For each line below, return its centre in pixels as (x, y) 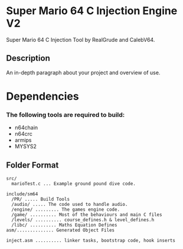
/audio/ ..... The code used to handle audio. (70, 205)
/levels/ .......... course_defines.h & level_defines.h (83, 220)
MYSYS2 (25, 146)
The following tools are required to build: (66, 114)
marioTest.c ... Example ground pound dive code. (73, 184)
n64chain (26, 127)
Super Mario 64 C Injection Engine (92, 11)
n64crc (23, 134)
